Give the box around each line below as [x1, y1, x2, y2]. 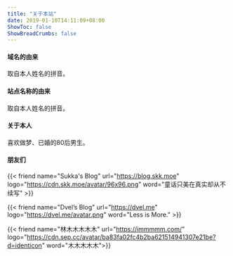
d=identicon [7, 241, 42, 250]
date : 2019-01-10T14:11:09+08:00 [7, 17, 105, 24]
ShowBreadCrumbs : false [7, 30, 77, 37]
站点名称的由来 [7, 87, 51, 96]
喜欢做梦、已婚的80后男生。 [7, 138, 89, 146]
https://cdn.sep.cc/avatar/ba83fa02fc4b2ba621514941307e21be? [27, 233, 216, 241]
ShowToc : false [7, 23, 52, 30]
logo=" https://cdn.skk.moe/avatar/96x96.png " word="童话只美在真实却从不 [7, 180, 227, 188]
